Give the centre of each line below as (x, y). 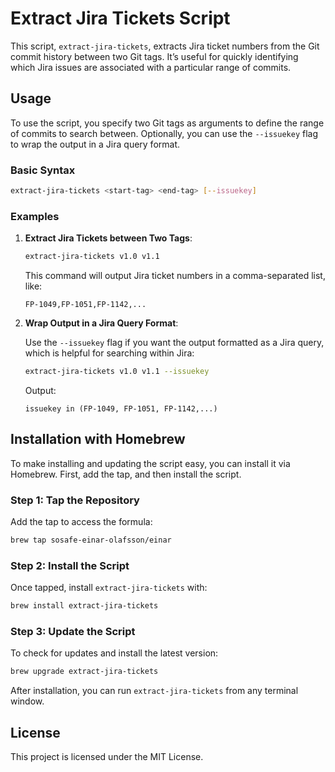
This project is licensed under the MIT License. (107, 757)
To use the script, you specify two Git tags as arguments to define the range (167, 123)
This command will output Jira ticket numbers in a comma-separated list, (175, 276)
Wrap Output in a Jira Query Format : (101, 323)
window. (27, 701)
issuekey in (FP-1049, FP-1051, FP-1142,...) (121, 408)
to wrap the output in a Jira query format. (95, 144)
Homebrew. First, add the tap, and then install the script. (126, 474)
